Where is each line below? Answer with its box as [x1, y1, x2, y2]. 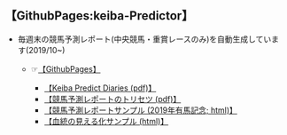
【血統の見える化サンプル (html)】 [43, 115, 169, 126]
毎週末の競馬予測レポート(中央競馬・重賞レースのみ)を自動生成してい [17, 34, 272, 44]
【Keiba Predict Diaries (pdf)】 [43, 83, 157, 93]
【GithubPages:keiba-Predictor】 [4, 8, 194, 24]
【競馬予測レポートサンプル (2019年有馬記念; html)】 [43, 105, 237, 115]
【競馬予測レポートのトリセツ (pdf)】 [43, 93, 182, 104]
